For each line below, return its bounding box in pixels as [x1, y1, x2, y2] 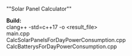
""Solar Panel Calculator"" [6, 5, 72, 12]
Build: [6, 17, 22, 24]
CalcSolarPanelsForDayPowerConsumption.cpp [6, 37, 126, 43]
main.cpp [6, 30, 30, 37]
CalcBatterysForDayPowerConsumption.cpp [6, 43, 117, 50]
